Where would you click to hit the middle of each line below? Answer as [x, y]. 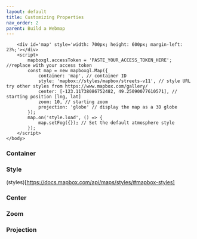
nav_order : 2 [22, 23]
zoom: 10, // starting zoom [73, 102]
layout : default [26, 12]
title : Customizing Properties [45, 17]
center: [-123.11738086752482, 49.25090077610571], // [108, 92]
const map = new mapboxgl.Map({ [68, 71]
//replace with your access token [49, 66]
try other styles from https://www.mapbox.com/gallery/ [77, 86]
